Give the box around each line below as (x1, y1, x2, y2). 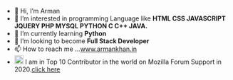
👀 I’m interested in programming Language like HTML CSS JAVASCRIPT (14, 14, 226, 23)
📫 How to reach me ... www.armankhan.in (14, 45, 138, 53)
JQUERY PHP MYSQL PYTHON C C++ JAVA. (14, 22, 148, 30)
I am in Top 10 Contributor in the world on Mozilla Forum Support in (24, 57, 222, 66)
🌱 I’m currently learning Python (14, 29, 107, 38)
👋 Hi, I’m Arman (14, 7, 61, 15)
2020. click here (14, 65, 61, 74)
